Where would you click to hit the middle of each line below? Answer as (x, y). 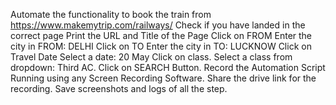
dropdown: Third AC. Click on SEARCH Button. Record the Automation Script (168, 67)
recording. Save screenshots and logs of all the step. (119, 88)
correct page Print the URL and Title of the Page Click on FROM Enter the (161, 35)
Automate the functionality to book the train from (111, 14)
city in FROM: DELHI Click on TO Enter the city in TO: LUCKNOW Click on (161, 46)
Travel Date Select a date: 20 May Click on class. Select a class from (151, 57)
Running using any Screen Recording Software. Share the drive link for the (163, 78)
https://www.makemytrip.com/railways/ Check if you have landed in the (158, 25)
